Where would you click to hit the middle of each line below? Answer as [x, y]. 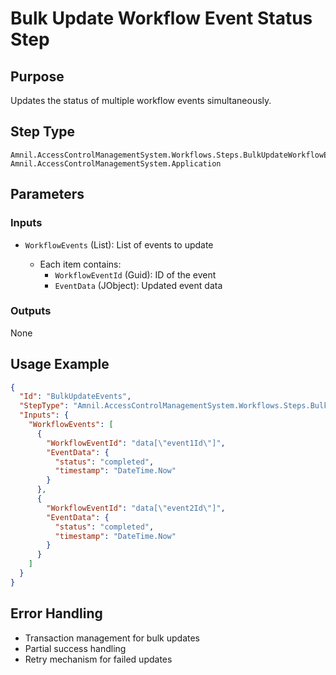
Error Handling [56, 613]
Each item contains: [80, 264]
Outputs [31, 311]
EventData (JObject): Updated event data [138, 285]
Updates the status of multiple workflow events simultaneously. [141, 100]
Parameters [47, 194]
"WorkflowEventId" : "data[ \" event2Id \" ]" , [136, 508]
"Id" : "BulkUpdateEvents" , [75, 397]
